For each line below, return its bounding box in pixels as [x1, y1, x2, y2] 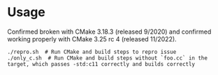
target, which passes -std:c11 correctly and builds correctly [7, 60, 196, 67]
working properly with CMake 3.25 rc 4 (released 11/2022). [7, 34, 177, 43]
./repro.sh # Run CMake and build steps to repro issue [7, 48, 177, 55]
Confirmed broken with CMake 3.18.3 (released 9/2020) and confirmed [7, 27, 212, 36]
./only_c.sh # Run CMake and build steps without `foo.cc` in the [7, 54, 208, 62]
